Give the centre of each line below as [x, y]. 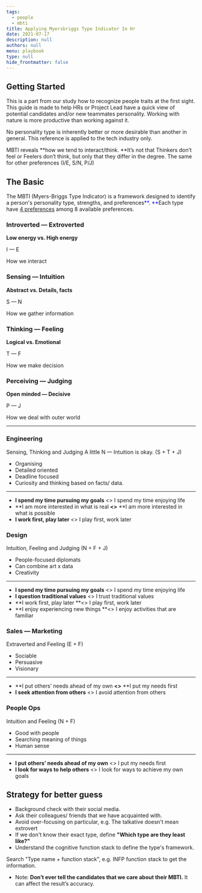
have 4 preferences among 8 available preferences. [70, 209]
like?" [23, 841]
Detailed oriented [36, 470]
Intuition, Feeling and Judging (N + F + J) [57, 548]
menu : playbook [25, 51]
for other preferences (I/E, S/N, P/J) [50, 163]
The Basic [25, 182]
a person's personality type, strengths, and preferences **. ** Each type [95, 203]
